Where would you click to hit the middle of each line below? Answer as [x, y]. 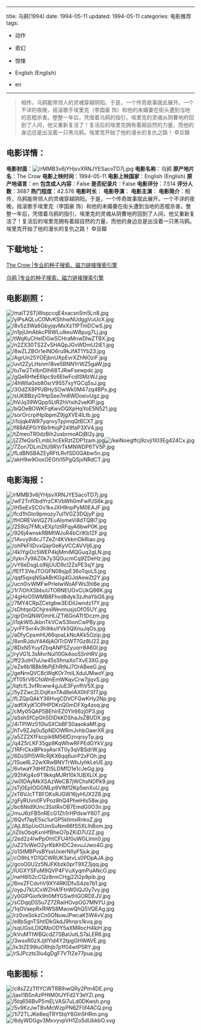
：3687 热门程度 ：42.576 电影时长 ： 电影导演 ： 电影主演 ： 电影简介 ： [98, 191]
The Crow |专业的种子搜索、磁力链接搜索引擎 [62, 265]
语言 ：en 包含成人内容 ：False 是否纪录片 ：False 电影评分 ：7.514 [96, 183]
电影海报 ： [26, 480]
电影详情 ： [26, 153]
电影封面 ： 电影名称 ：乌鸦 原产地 [98, 168]
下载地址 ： [26, 249]
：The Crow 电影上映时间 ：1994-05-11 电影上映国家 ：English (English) [99, 176]
